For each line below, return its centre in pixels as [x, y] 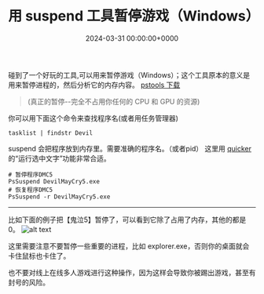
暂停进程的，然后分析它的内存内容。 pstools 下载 [101, 85]
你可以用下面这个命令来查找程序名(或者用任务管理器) [93, 118]
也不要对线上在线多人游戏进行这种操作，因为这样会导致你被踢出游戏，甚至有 [132, 272]
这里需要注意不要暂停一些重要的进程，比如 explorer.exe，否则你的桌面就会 [129, 246]
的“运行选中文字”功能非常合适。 [60, 158]
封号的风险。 [29, 282]
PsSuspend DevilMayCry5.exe [54, 181]
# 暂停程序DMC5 [31, 174]
